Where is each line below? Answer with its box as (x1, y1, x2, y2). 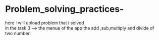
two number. (5, 30, 31, 36)
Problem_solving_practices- (5, 3, 124, 15)
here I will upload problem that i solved (5, 20, 84, 26)
